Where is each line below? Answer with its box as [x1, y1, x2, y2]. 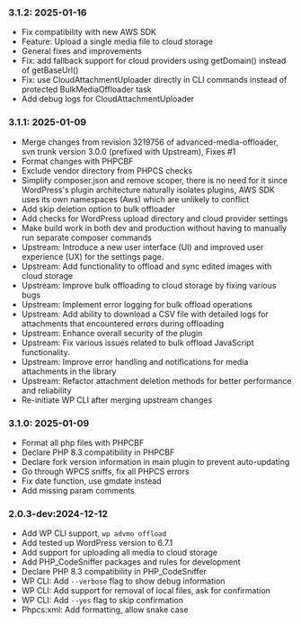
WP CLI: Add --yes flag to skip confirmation [21, 595, 184, 606]
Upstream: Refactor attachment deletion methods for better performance [21, 375, 292, 386]
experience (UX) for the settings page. [21, 251, 164, 262]
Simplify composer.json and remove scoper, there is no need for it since [21, 174, 288, 185]
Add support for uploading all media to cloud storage [21, 547, 217, 558]
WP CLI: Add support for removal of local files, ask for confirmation [21, 585, 271, 596]
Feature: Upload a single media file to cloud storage [21, 36, 213, 47]
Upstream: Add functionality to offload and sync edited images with [21, 261, 272, 272]
